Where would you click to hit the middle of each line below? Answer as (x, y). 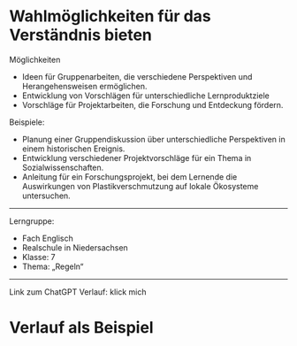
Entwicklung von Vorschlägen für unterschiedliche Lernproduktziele (145, 96)
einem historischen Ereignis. (73, 149)
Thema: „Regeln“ (53, 266)
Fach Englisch (47, 238)
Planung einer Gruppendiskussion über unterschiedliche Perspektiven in (153, 139)
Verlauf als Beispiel (81, 328)
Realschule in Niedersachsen (75, 247)
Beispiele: (27, 122)
